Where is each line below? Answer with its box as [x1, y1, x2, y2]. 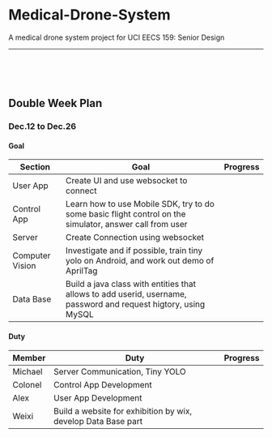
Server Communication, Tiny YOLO [53, 366, 186, 377]
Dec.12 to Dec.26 [8, 121, 77, 132]
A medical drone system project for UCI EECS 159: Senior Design [8, 32, 225, 42]
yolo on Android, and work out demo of [66, 255, 215, 267]
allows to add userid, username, [66, 289, 188, 300]
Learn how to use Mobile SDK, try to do [66, 199, 215, 210]
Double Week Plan [8, 96, 103, 110]
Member [12, 352, 46, 363]
